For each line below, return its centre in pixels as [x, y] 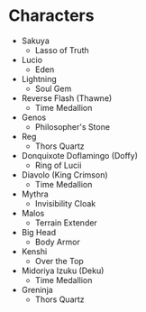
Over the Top [59, 261]
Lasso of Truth [62, 50]
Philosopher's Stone [72, 126]
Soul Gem [53, 88]
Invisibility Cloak [65, 203]
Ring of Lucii [58, 165]
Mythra [35, 194]
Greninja [37, 289]
